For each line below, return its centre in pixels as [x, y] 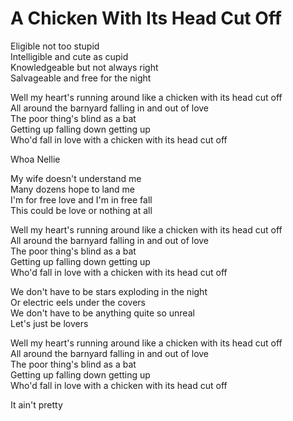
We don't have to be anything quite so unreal [102, 313]
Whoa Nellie [35, 159]
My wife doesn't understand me [76, 178]
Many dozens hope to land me [73, 189]
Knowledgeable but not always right [84, 67]
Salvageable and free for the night [81, 78]
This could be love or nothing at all [81, 210]
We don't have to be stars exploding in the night [109, 291]
